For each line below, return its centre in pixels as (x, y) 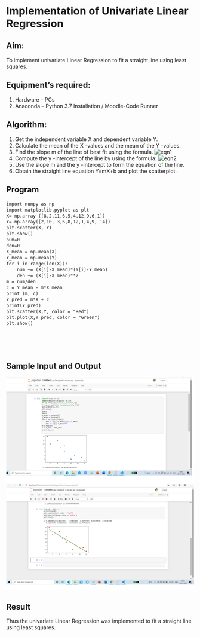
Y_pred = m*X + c (28, 300)
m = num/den (21, 282)
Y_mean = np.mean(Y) (32, 258)
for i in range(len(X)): (37, 264)
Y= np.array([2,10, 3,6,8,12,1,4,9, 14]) (59, 222)
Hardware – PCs (35, 99)
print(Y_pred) (24, 306)
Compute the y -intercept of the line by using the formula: (86, 158)
